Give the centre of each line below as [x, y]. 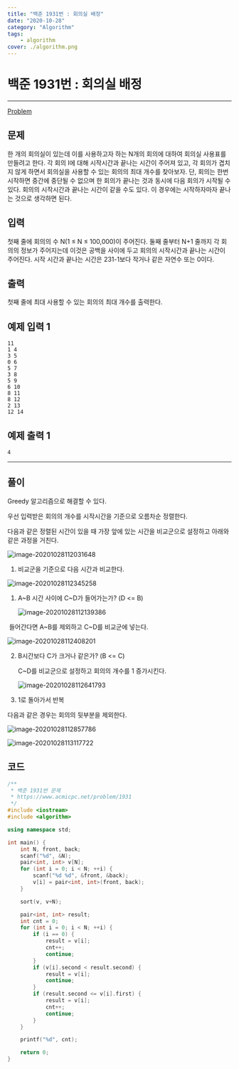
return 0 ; [35, 1053]
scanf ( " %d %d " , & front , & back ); [81, 876]
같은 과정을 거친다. [33, 540]
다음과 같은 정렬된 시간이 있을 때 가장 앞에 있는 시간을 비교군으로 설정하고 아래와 [118, 531]
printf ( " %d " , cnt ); [49, 1040]
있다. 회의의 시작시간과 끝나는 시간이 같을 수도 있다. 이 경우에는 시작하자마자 [113, 189]
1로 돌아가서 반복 [41, 700]
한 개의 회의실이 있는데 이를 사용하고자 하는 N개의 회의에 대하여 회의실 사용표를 [117, 154]
